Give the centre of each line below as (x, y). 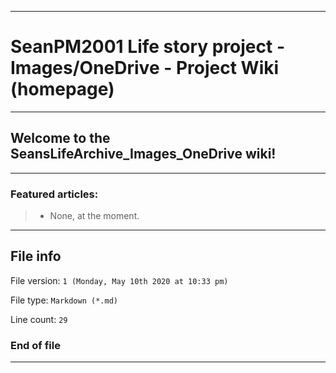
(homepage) (62, 89)
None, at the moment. (94, 216)
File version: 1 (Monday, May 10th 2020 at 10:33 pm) (119, 280)
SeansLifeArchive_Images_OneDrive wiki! (143, 154)
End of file (35, 345)
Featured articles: (54, 194)
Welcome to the (60, 138)
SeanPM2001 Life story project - (148, 47)
